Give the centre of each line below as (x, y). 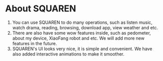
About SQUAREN (41, 9)
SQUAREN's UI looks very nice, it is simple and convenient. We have (82, 49)
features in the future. (35, 43)
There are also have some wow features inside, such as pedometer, (81, 33)
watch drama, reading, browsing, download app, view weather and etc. (85, 27)
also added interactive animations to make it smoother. (68, 54)
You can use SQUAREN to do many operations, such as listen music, (82, 22)
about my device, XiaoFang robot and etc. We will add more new (79, 38)
